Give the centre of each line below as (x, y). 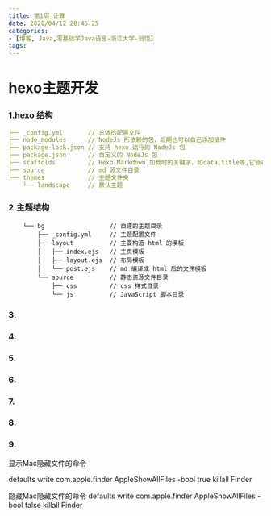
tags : (17, 46)
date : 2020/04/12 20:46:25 (54, 23)
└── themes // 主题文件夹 (69, 177)
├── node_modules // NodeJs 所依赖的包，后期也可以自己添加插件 (117, 140)
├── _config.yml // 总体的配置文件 (75, 133)
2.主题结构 (29, 207)
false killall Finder (54, 505)
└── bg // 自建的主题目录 (93, 226)
